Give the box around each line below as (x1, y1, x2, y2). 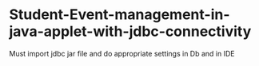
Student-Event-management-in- (9, 6, 230, 24)
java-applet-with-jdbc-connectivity (9, 22, 252, 41)
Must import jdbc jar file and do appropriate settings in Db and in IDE (9, 49, 235, 58)
